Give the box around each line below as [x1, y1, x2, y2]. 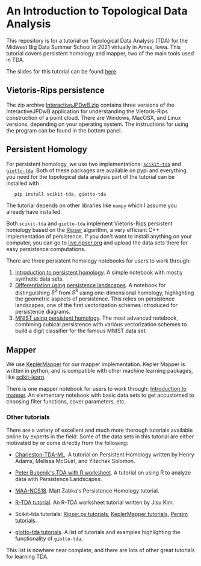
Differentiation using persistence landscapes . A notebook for [14, 281, 166, 288]
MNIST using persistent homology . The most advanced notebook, [14, 314, 179, 322]
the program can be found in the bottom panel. [6, 126, 122, 134]
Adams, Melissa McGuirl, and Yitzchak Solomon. [14, 458, 135, 465]
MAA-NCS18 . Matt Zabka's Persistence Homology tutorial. [14, 487, 159, 494]
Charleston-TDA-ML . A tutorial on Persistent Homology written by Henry [14, 451, 194, 458]
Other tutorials [6, 412, 50, 421]
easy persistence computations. [6, 245, 86, 252]
